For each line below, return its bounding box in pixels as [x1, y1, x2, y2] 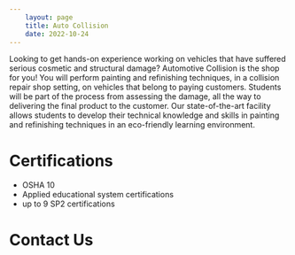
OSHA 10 [21, 180, 56, 190]
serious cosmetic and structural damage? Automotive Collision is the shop [9, 63, 280, 73]
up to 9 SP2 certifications [21, 198, 115, 209]
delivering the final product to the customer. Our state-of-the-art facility [9, 101, 272, 112]
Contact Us [9, 229, 94, 250]
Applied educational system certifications [21, 189, 175, 200]
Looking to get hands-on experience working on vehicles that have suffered [9, 54, 286, 65]
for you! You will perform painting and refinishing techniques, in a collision [9, 73, 280, 83]
